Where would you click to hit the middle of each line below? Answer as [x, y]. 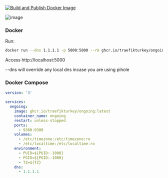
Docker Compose [27, 82]
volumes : [23, 134]
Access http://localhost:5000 [35, 60]
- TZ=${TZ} [30, 162]
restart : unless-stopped [40, 120]
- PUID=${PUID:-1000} [41, 153]
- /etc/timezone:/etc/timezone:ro [54, 139]
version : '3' [19, 93]
